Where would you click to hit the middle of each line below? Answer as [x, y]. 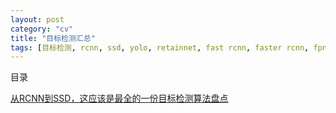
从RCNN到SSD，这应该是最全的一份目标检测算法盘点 [119, 98]
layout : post [37, 19]
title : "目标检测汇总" [53, 38]
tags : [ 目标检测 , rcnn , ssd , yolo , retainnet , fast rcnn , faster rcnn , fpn [168, 47]
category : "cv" [42, 29]
